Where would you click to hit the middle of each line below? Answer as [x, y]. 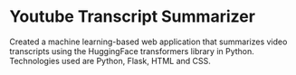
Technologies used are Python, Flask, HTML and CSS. [110, 61]
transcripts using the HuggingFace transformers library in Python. [132, 51]
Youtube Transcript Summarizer [133, 17]
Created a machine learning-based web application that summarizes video [148, 42]
